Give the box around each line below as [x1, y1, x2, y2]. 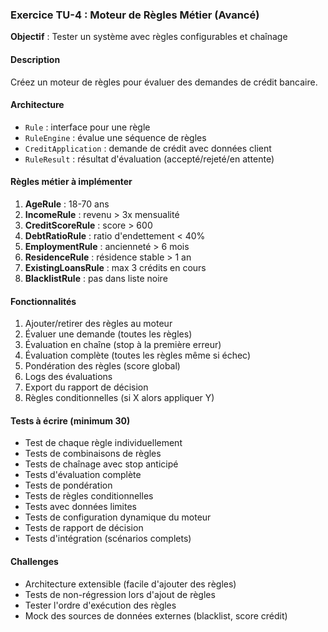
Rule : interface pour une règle [24, 121, 151, 133]
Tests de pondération [24, 479, 113, 492]
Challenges [10, 555, 59, 567]
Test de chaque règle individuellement [24, 437, 183, 449]
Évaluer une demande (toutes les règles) [24, 328, 193, 340]
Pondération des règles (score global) [24, 360, 181, 372]
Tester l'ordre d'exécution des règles [24, 599, 177, 611]
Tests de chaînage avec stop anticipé [24, 458, 179, 470]
